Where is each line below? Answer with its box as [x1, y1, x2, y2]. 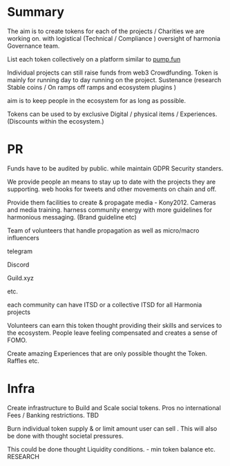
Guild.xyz [7, 273, 35, 282]
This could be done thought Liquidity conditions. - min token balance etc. [7, 445, 215, 453]
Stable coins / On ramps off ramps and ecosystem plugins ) [7, 83, 177, 91]
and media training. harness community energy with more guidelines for [7, 205, 213, 214]
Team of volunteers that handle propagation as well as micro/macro [7, 226, 200, 235]
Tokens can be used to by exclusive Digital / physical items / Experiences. [7, 110, 218, 118]
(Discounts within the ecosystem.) [7, 117, 105, 125]
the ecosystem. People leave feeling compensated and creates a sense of [7, 329, 218, 337]
